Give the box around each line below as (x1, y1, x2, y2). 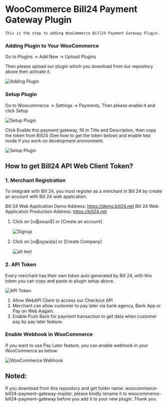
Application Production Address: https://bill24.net (5, 209, 107, 215)
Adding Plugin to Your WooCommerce (5, 42, 99, 49)
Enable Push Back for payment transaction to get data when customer (12, 313, 157, 319)
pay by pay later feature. (12, 318, 63, 324)
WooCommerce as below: (5, 347, 58, 353)
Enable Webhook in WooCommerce (5, 331, 93, 338)
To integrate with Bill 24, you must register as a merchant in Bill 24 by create (5, 188, 162, 194)
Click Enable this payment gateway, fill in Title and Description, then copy (5, 127, 156, 133)
